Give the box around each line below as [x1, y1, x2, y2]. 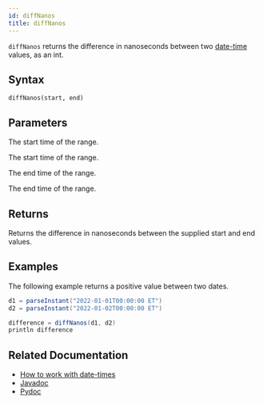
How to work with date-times [19, 370, 116, 379]
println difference [8, 326, 74, 334]
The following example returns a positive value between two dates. [8, 281, 229, 291]
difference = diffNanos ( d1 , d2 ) [8, 318, 116, 327]
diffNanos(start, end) [8, 94, 84, 103]
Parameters [8, 115, 68, 129]
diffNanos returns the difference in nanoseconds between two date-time [8, 41, 248, 50]
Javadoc [19, 378, 50, 388]
